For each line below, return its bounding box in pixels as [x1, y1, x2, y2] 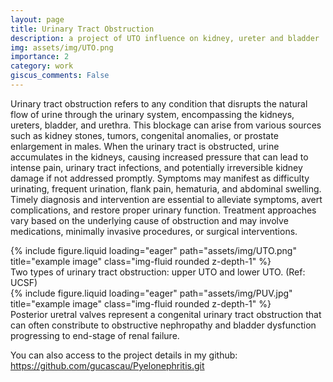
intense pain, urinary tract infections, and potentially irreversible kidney [10, 161, 303, 173]
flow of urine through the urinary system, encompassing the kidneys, [10, 108, 295, 120]
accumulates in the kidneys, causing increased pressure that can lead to [10, 151, 309, 163]
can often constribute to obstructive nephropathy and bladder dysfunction [10, 319, 317, 331]
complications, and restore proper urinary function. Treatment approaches [10, 204, 317, 216]
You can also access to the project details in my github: [10, 349, 238, 361]
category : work [10, 61, 74, 71]
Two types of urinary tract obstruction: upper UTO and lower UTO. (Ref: [10, 266, 306, 278]
